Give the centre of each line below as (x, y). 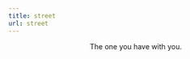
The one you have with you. (136, 46)
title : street (32, 16)
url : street (28, 23)
